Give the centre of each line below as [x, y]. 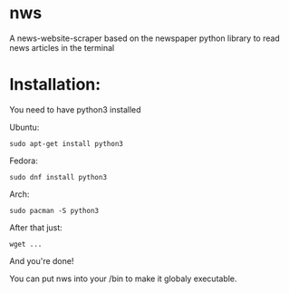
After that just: [36, 227]
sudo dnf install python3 [58, 177]
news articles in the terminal [62, 47]
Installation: [55, 85]
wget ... [26, 244]
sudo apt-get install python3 [67, 143]
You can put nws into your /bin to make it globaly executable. [123, 278]
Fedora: [24, 161]
